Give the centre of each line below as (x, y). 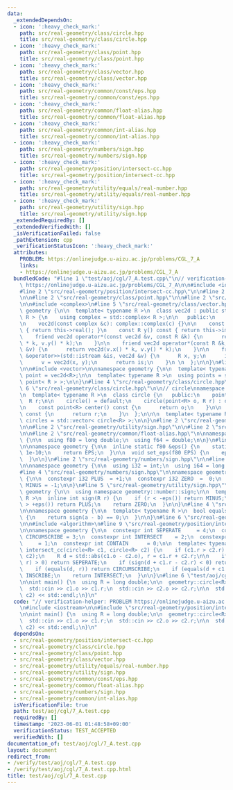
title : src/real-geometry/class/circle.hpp (84, 40)
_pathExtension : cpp (43, 240)
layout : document (32, 750)
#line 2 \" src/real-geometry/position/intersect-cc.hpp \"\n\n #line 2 (122, 291)
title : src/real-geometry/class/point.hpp (82, 59)
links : (29, 265)
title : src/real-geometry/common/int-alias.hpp (89, 136)
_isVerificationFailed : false (57, 233)
